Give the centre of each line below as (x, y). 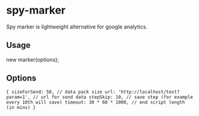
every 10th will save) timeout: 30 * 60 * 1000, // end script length (96, 102)
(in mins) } (21, 107)
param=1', (18, 97)
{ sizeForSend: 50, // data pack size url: (61, 92)
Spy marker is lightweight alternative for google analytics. (77, 27)
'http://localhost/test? (149, 92)
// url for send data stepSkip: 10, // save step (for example (113, 97)
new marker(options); (33, 59)
